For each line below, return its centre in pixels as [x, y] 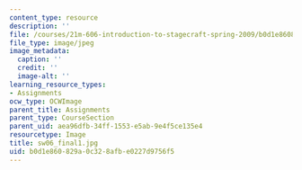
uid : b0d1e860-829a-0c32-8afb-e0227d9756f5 [92, 151]
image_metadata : [40, 51]
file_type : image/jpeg [52, 43]
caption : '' [40, 59]
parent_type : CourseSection [62, 118]
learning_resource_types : [58, 85]
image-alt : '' [44, 76]
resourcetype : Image [48, 135]
